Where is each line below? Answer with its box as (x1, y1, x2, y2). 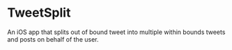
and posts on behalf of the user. (7, 35, 99, 43)
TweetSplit (7, 5, 71, 21)
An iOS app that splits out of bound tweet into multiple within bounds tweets (7, 28, 226, 36)
